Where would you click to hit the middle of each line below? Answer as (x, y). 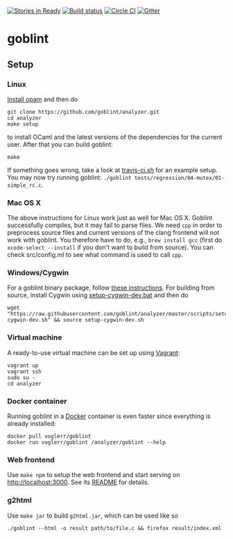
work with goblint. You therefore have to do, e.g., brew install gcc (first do (115, 240)
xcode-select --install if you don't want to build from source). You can (110, 247)
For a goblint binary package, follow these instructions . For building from (111, 288)
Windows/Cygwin (38, 273)
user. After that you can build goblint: (60, 144)
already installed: (32, 424)
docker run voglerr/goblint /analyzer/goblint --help (87, 442)
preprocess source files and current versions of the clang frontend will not (113, 233)
